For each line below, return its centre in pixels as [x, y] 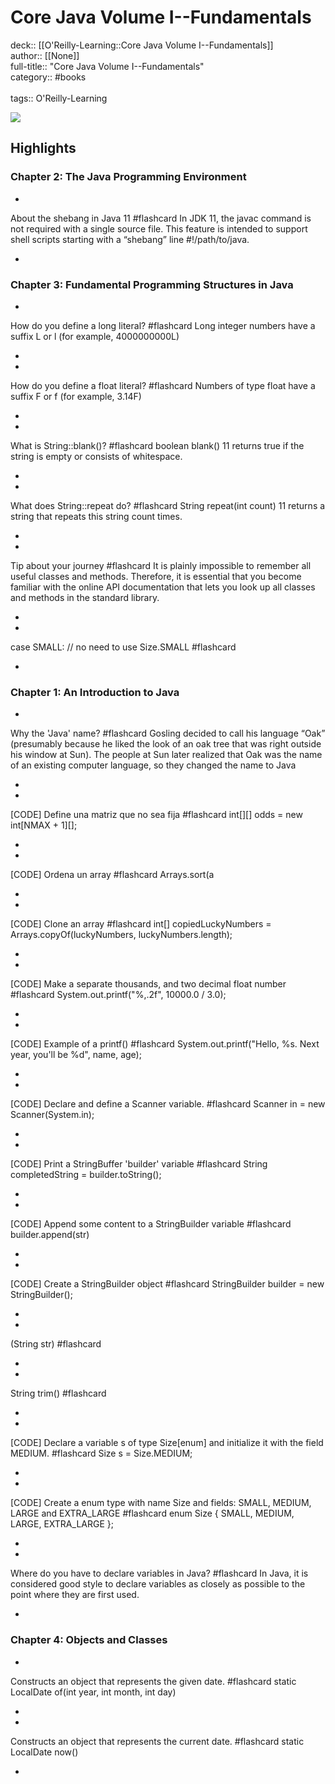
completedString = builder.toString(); [86, 1175]
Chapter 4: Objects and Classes [89, 1640]
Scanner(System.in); [52, 1115]
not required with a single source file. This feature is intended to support [159, 228]
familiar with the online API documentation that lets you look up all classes [163, 587]
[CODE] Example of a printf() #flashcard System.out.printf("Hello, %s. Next [165, 1044]
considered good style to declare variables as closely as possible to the [158, 1584]
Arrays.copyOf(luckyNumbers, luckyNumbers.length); [121, 935]
